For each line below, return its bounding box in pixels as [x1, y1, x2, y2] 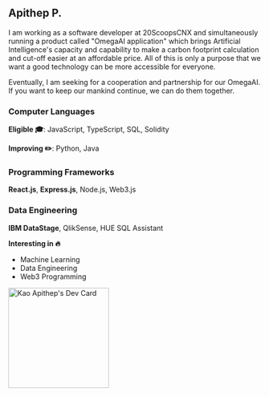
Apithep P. [8, 6, 63, 20]
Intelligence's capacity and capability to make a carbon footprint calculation [8, 44, 259, 55]
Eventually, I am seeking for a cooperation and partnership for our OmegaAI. [8, 77, 261, 87]
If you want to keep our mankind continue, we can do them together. [8, 86, 235, 95]
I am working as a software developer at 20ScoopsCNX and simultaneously [8, 27, 259, 37]
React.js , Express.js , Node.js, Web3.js [8, 184, 137, 195]
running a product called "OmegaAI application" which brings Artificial [8, 36, 241, 46]
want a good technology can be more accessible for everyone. [8, 62, 216, 71]
